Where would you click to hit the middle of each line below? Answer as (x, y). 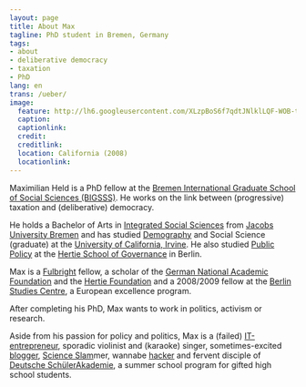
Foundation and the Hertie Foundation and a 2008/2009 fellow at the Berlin (150, 281)
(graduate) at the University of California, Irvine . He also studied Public (142, 244)
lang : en (26, 86)
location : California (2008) (73, 153)
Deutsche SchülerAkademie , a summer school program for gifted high (141, 364)
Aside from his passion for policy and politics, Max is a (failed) (126, 336)
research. (27, 318)
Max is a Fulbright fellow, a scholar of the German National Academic (139, 271)
